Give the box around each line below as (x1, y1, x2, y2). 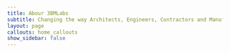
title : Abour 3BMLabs (7, 9, 69, 17)
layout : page (7, 22, 44, 29)
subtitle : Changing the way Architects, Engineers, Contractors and (7, 16, 207, 23)
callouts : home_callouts (7, 28, 78, 36)
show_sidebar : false (7, 35, 66, 42)
